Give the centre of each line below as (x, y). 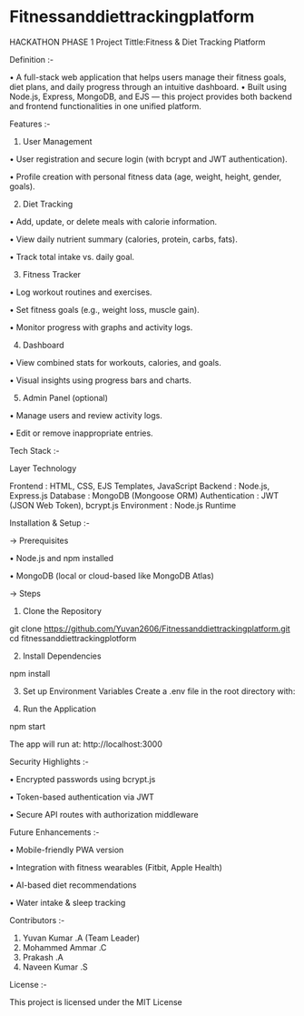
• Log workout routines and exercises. (81, 292)
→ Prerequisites (39, 540)
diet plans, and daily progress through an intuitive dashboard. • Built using (148, 86)
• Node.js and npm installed (62, 558)
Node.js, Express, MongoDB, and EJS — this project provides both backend (151, 96)
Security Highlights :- (49, 761)
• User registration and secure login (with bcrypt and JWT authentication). (148, 159)
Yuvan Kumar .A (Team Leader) (81, 938)
